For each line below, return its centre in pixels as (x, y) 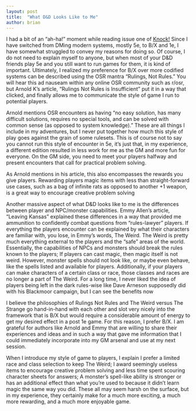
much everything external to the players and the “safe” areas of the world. (96, 242)
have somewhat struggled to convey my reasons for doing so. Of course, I (96, 52)
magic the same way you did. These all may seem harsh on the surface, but (97, 389)
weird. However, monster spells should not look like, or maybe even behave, (98, 260)
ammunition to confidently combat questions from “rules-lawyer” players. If (97, 223)
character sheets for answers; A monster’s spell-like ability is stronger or (94, 377)
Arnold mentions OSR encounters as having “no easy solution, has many (94, 113)
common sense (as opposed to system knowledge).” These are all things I (95, 125)
